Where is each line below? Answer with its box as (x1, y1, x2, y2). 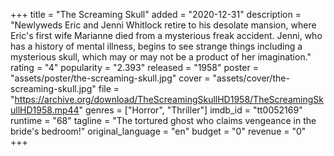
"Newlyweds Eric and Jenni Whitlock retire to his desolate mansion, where (10, 19, 317, 31)
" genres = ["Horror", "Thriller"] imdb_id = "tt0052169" (78, 104, 303, 116)
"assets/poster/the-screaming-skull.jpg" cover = (10, 72, 211, 84)
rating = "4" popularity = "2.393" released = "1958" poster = (10, 62, 259, 73)
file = (98, 83, 120, 94)
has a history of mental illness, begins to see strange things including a (10, 40, 303, 52)
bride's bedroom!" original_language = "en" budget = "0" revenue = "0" (10, 125, 307, 137)
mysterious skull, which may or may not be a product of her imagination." (10, 51, 312, 63)
